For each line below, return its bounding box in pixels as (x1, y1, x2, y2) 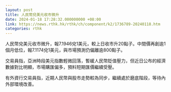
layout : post (5, 7, 33, 13)
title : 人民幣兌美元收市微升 (5, 12, 60, 17)
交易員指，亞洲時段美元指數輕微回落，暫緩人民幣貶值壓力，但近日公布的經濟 (5, 58, 166, 64)
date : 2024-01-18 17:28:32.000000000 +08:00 (5, 17, 101, 22)
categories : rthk (5, 26, 42, 31)
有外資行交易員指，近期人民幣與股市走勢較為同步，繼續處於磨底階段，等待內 (5, 75, 166, 81)
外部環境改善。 (5, 81, 37, 87)
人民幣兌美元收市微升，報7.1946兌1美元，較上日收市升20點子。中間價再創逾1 (5, 41, 166, 47)
